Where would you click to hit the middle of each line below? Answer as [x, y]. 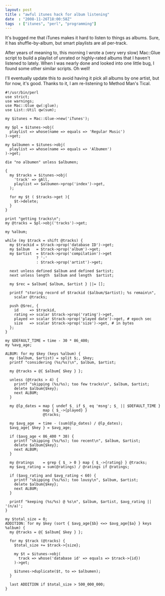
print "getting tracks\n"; [33, 219]
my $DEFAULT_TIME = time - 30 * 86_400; [48, 341]
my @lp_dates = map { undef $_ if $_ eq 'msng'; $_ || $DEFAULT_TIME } [85, 406]
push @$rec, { [24, 306]
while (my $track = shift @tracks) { [44, 241]
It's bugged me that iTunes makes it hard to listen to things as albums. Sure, [82, 38]
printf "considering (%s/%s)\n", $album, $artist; [63, 363]
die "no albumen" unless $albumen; [42, 162]
